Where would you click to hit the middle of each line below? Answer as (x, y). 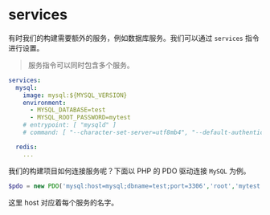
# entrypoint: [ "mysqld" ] (70, 125)
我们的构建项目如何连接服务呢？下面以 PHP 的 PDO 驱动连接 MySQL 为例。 (129, 171)
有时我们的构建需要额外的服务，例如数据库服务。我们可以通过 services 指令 (134, 38)
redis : (27, 147)
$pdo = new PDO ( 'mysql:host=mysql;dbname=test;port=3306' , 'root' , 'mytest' (136, 186)
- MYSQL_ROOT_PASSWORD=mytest (80, 118)
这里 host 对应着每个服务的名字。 (63, 202)
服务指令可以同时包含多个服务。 (81, 65)
